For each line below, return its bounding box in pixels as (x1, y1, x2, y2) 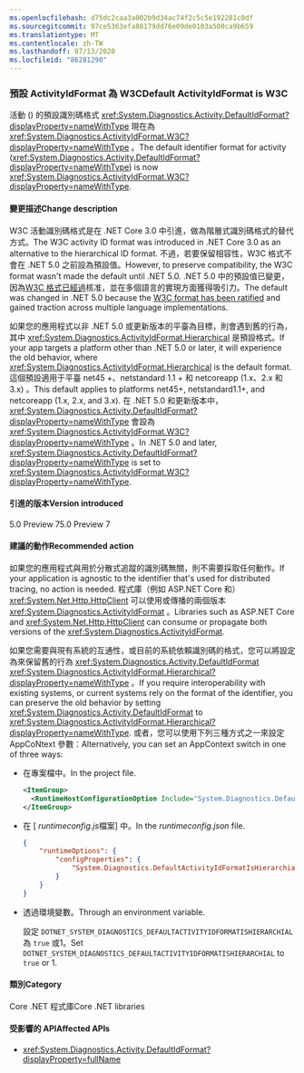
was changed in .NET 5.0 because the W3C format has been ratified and (9, 292, 281, 303)
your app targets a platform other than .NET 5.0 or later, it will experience (9, 342, 283, 353)
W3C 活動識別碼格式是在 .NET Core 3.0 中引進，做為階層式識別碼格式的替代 (9, 224, 295, 236)
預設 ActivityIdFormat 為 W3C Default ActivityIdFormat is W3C (9, 87, 289, 100)
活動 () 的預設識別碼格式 (9, 110, 100, 121)
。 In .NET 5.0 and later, (131, 437, 218, 448)
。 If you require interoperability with (131, 677, 266, 688)
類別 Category (9, 979, 62, 990)
